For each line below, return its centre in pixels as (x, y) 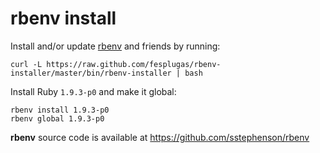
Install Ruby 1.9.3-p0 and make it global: (93, 91)
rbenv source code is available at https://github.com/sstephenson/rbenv (160, 137)
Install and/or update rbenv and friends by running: (115, 46)
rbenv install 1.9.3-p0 (60, 110)
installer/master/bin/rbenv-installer (91, 73)
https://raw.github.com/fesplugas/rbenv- (134, 64)
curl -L (26, 64)
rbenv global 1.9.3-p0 (57, 118)
